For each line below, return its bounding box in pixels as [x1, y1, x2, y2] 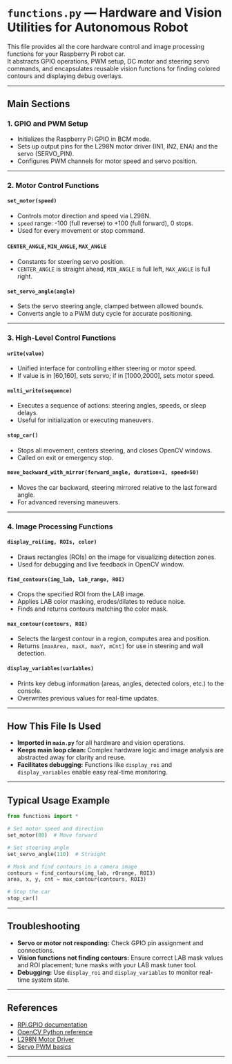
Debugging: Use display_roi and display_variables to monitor [17, 968, 198, 976]
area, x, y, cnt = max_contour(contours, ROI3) [7, 876, 147, 883]
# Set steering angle [7, 844, 70, 851]
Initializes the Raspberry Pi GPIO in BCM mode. [17, 135, 152, 143]
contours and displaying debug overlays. [7, 71, 123, 80]
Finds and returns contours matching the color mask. [17, 605, 168, 613]
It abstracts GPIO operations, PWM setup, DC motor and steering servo [7, 57, 210, 65]
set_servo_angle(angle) [7, 288, 76, 295]
